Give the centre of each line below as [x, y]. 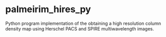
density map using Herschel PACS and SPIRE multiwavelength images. [80, 28]
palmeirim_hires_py [48, 9]
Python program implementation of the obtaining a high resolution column [83, 23]
